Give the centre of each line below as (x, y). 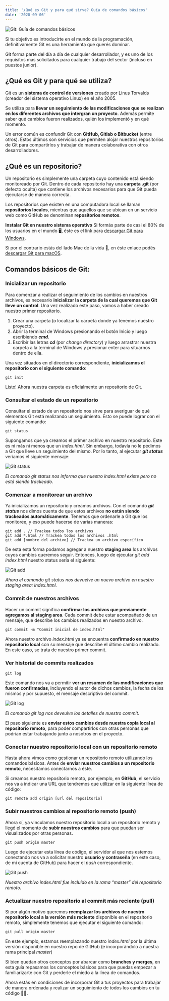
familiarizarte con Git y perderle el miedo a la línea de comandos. (73, 972)
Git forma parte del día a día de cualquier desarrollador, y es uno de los (79, 54)
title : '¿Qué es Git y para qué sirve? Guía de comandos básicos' (76, 10)
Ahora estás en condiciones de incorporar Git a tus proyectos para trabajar (83, 982)
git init (14, 377)
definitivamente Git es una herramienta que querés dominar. (68, 44)
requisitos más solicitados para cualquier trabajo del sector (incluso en (79, 59)
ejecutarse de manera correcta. (38, 195)
